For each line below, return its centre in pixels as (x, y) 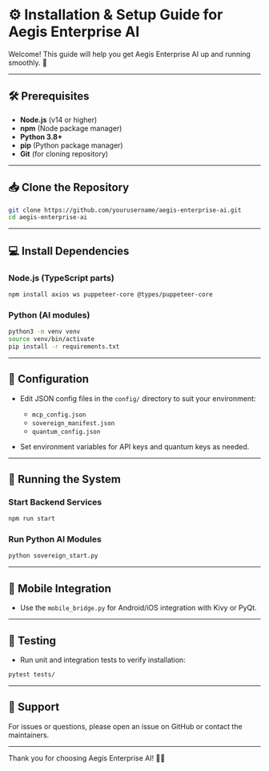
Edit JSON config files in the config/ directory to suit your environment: (138, 398)
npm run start (32, 519)
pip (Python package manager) (71, 145)
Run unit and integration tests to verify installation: (102, 659)
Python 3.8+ (41, 136)
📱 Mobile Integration (60, 588)
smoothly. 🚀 (28, 63)
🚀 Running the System (65, 479)
